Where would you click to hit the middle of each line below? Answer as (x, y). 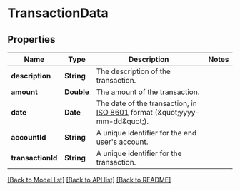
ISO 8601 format (125, 112)
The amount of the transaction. (148, 92)
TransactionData (58, 13)
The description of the (134, 71)
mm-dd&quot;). (122, 121)
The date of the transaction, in (147, 103)
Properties (31, 40)
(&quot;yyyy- (177, 112)
